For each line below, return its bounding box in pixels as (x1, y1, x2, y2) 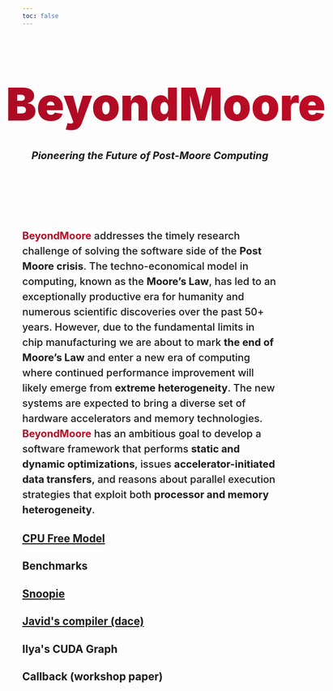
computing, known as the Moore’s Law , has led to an (22, 274, 277, 288)
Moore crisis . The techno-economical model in (22, 259, 249, 273)
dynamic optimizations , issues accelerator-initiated (22, 457, 275, 471)
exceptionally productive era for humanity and (22, 290, 245, 303)
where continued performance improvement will (22, 366, 254, 379)
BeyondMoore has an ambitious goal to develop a (22, 427, 262, 440)
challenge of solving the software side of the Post (22, 244, 263, 257)
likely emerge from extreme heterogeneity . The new (22, 381, 275, 395)
